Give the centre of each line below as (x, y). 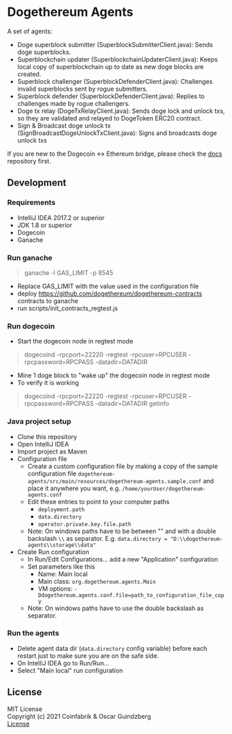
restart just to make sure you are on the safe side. (88, 656)
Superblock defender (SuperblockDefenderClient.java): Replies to (111, 96)
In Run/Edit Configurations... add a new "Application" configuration (123, 559)
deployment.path (61, 510)
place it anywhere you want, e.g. (74, 488)
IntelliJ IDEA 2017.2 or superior (61, 217)
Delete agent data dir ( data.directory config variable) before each (112, 648)
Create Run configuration (53, 552)
